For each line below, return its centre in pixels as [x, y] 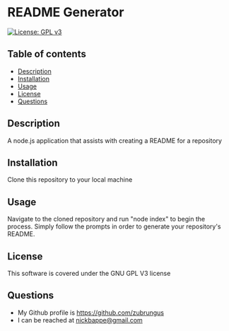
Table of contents [47, 54]
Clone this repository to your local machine [70, 180]
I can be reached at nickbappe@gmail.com [80, 320]
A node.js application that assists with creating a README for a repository [115, 140]
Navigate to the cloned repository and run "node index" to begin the [106, 219]
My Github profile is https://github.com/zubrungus [91, 313]
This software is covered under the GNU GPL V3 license [89, 273]
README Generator [66, 12]
